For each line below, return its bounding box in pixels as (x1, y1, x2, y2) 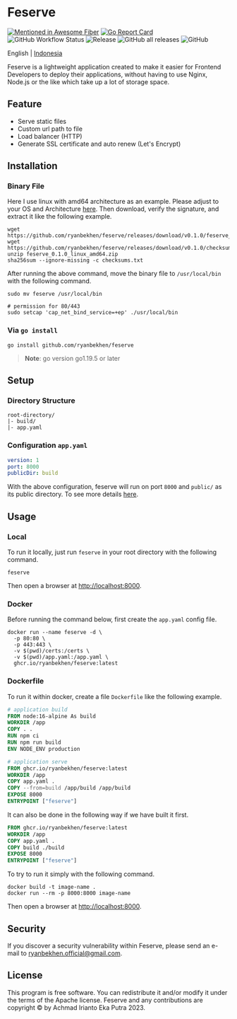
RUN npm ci (7, 732, 39, 739)
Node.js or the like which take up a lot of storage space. (7, 77, 170, 86)
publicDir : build (7, 470, 59, 477)
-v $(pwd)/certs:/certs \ (13, 647, 90, 655)
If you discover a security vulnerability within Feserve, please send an (7, 941, 210, 950)
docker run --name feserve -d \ (7, 629, 102, 636)
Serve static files (17, 117, 67, 125)
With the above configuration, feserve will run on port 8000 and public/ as (7, 483, 222, 491)
